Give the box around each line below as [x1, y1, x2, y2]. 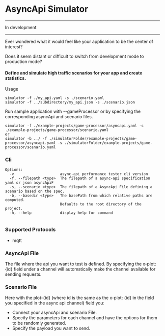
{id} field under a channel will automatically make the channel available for [5, 266, 156, 272]
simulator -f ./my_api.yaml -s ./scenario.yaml [5, 96, 105, 101]
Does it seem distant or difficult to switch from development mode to [5, 53, 144, 59]
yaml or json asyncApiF [5, 180, 54, 185]
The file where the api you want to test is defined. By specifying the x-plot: [5, 261, 156, 267]
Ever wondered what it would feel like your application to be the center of [5, 38, 154, 44]
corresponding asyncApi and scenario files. [5, 114, 93, 120]
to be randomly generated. [12, 320, 66, 326]
